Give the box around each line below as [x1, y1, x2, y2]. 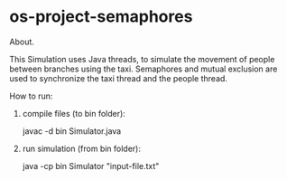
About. [9, 36, 34, 47]
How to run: [9, 90, 53, 101]
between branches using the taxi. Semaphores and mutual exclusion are [9, 63, 278, 74]
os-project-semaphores [9, 6, 193, 27]
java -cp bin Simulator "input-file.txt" [22, 160, 160, 171]
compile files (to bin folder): [22, 108, 126, 118]
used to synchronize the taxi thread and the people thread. [9, 72, 228, 83]
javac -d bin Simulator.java [22, 125, 122, 137]
